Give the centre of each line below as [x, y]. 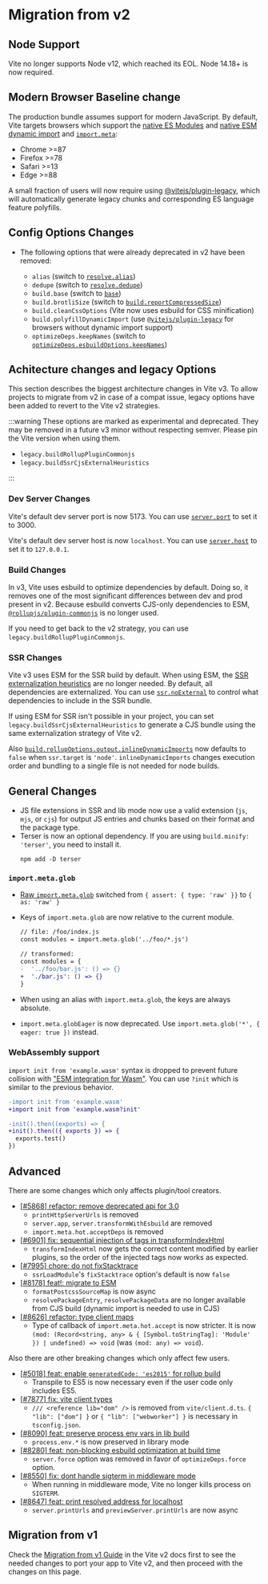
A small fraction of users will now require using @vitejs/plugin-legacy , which [134, 190]
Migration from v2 [69, 15]
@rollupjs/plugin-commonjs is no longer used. [84, 613]
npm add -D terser [50, 859]
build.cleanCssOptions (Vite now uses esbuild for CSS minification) [143, 310]
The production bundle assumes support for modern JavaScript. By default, [133, 116]
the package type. [50, 827]
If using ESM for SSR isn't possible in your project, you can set [111, 717]
